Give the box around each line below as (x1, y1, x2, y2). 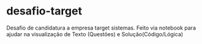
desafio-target (6, 4, 83, 18)
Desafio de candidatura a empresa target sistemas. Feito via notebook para (6, 24, 196, 31)
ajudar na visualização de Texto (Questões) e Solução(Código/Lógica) (6, 30, 184, 37)
